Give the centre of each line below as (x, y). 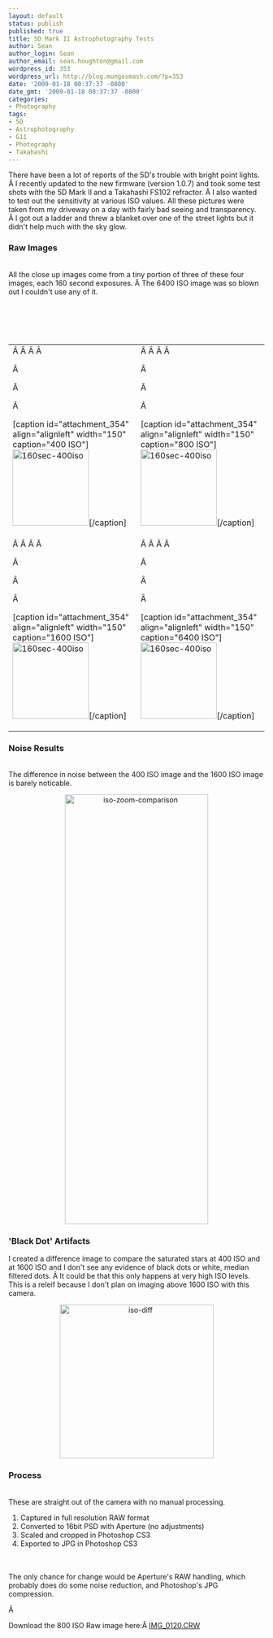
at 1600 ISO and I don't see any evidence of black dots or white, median (129, 1267)
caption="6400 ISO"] (182, 637)
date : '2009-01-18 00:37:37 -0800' (69, 84)
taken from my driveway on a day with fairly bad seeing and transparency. (132, 210)
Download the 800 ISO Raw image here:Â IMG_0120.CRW (104, 1625)
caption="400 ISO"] (51, 444)
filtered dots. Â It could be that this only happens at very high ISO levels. (129, 1276)
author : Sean (30, 46)
